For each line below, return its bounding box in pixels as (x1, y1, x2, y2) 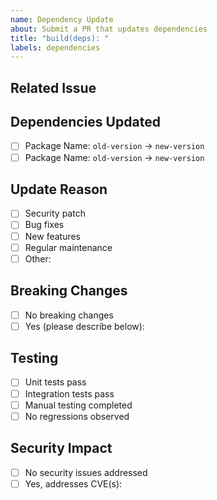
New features (24, 230, 82, 242)
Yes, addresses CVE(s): (24, 477, 123, 490)
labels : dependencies (10, 42, 101, 53)
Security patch (24, 207, 86, 220)
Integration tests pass (24, 387, 115, 400)
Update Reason (10, 181, 108, 198)
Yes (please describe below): (24, 320, 145, 332)
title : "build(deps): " (10, 33, 110, 43)
